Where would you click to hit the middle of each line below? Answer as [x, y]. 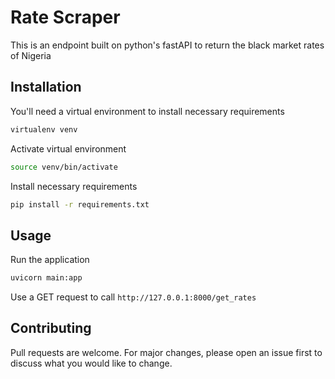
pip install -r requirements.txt [80, 204]
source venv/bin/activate [64, 167]
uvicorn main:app [46, 278]
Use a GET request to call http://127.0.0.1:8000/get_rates [133, 297]
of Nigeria [31, 55]
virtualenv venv [44, 129]
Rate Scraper [65, 17]
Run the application [50, 260]
